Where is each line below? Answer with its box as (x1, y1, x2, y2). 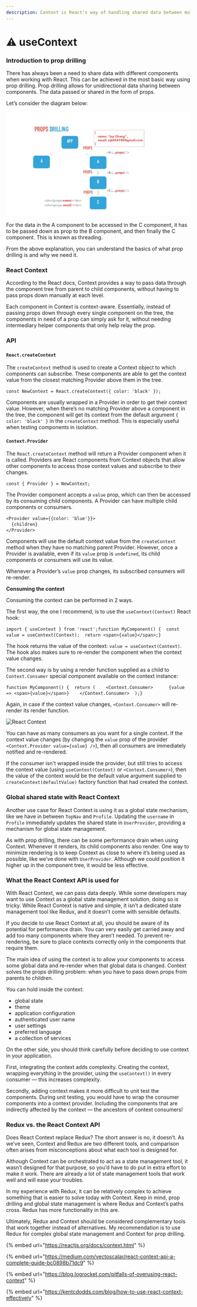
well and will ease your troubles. (6, 1176, 84, 1184)
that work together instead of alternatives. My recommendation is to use (6, 1224, 181, 1231)
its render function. (23, 707, 70, 714)
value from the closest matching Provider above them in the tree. (6, 376, 163, 383)
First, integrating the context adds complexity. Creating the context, (6, 1063, 169, 1070)
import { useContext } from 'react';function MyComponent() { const (6, 626, 180, 633)
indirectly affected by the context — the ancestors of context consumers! (6, 1106, 184, 1113)
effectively (6, 1295, 32, 1302)
